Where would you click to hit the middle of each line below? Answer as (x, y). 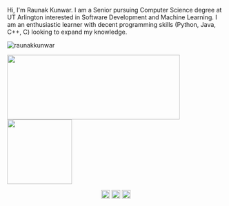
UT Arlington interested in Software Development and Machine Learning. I (112, 17)
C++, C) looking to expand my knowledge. (67, 32)
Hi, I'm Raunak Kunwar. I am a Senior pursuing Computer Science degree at (114, 10)
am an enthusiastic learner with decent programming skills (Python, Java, (111, 24)
